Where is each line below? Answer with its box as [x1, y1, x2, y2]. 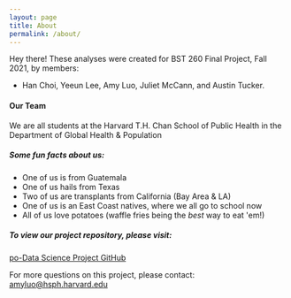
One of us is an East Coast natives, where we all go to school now [21, 200, 263, 210]
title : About [9, 21, 57, 30]
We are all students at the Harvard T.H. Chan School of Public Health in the [9, 120, 282, 131]
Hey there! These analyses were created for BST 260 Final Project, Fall [9, 54, 267, 65]
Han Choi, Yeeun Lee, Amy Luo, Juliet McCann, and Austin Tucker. [21, 80, 265, 91]
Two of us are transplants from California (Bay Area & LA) [21, 191, 232, 202]
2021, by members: [9, 63, 80, 73]
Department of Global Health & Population [9, 129, 162, 140]
